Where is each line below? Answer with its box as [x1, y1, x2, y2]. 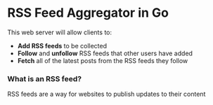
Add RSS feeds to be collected [17, 41, 108, 50]
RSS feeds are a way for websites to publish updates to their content [7, 90, 206, 99]
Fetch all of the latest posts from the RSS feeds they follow [17, 56, 188, 64]
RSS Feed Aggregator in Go [7, 5, 169, 21]
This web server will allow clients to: [7, 28, 112, 36]
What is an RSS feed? [7, 73, 82, 83]
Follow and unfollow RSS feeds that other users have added [17, 49, 193, 57]
